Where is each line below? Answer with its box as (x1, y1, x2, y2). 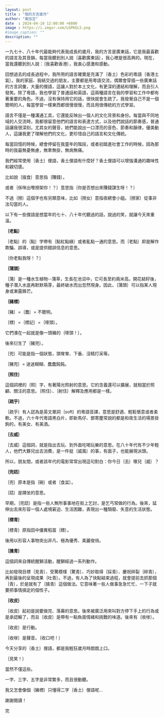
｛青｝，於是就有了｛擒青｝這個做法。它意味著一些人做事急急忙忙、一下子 (5, 581, 153, 587)
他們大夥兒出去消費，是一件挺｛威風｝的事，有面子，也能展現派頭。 (13, 448, 150, 454)
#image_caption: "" (5, 30, 45, 35)
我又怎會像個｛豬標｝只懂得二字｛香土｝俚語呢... (5, 687, 103, 693)
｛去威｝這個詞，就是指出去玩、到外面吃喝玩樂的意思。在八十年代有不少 (5, 442, 150, 447)
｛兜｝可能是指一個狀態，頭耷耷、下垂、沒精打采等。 (5, 350, 112, 356)
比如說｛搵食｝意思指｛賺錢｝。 (5, 174, 67, 180)
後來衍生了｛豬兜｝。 (5, 340, 46, 346)
